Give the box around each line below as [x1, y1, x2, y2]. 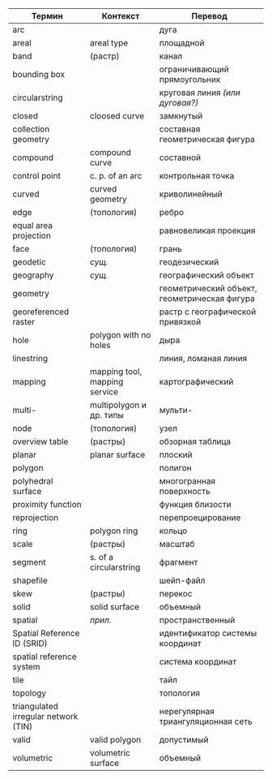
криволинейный [159, 188, 223, 200]
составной [159, 152, 202, 163]
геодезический [159, 256, 219, 267]
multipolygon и [90, 399, 147, 411]
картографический [159, 377, 234, 387]
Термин [31, 11, 63, 21]
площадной [159, 37, 205, 48]
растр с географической [159, 306, 257, 317]
